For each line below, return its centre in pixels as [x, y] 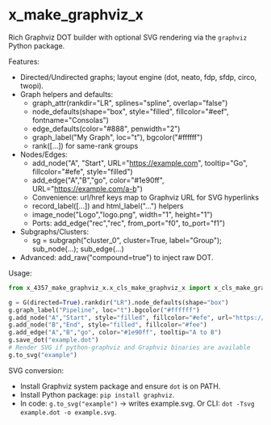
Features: [24, 61]
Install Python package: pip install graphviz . [97, 394]
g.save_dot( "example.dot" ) [54, 340]
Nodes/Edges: [44, 154]
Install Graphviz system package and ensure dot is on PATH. [120, 386]
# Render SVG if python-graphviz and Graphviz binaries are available [129, 348]
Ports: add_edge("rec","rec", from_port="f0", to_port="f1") [129, 223]
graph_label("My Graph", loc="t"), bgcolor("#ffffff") [117, 137]
